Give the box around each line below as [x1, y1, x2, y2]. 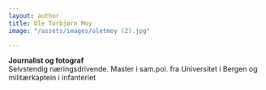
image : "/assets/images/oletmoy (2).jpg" [8, 27, 151, 35]
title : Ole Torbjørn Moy [8, 19, 92, 27]
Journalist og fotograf [8, 55, 84, 65]
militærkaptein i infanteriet [8, 73, 96, 83]
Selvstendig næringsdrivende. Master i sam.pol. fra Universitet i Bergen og [8, 64, 258, 74]
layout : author [8, 11, 60, 20]
